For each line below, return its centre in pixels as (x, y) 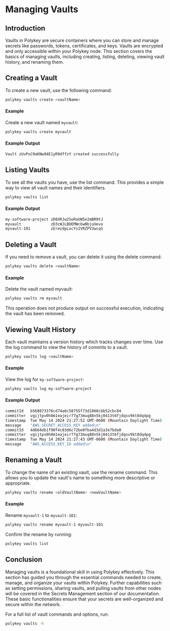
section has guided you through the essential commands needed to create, (84, 577)
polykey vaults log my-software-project (49, 389)
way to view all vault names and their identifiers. (56, 187)
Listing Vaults (27, 170)
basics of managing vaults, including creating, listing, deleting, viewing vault (85, 57)
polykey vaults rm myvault (34, 298)
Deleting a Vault (31, 245)
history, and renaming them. (35, 62)
